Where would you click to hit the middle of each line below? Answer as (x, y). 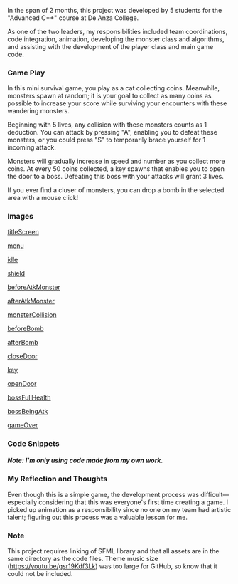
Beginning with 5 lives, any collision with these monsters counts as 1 (107, 125)
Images (21, 217)
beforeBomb (26, 328)
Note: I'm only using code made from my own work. (85, 460)
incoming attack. (32, 147)
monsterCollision (32, 314)
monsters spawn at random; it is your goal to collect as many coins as (109, 96)
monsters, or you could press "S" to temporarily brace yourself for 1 (107, 140)
